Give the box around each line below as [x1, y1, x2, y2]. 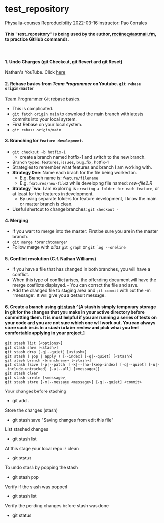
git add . [12, 398, 30, 404]
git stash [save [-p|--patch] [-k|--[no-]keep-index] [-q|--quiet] [5, 362, 147, 367]
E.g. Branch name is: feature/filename [19, 175, 98, 181]
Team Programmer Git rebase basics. [5, 96, 81, 102]
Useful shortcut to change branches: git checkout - [12, 206, 119, 212]
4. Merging [5, 218, 28, 224]
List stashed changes [5, 426, 48, 432]
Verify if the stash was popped [5, 484, 67, 490]
